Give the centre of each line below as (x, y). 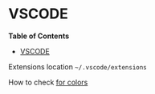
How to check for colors (48, 82)
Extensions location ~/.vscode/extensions (77, 67)
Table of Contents (39, 36)
